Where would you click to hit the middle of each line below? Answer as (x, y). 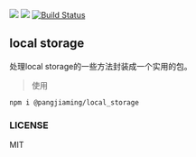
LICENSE (29, 125)
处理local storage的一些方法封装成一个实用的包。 (101, 66)
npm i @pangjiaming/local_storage (75, 102)
